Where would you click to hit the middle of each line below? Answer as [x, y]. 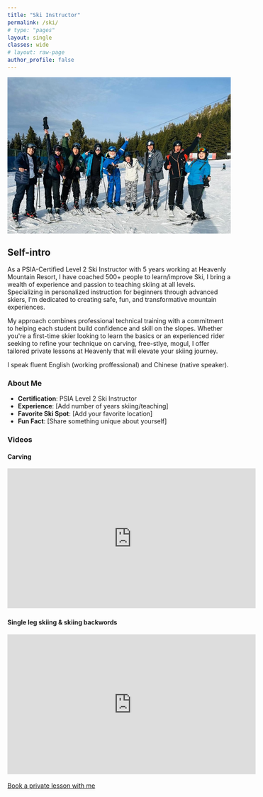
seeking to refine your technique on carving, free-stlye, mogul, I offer [108, 344]
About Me [25, 383]
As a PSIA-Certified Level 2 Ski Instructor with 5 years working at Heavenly [117, 269]
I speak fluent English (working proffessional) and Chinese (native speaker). [118, 365]
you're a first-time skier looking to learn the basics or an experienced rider [116, 336]
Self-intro [29, 252]
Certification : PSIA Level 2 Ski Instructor [77, 398]
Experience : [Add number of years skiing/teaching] [93, 406]
